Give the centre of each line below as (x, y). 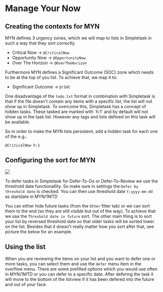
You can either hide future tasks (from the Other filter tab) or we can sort (78, 206)
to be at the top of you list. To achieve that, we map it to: (61, 77)
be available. (18, 122)
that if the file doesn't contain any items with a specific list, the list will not (79, 101)
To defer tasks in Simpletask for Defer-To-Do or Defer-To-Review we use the (81, 181)
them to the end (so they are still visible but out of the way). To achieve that (81, 211)
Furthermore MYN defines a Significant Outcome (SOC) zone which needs (79, 72)
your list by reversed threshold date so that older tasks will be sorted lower (80, 221)
